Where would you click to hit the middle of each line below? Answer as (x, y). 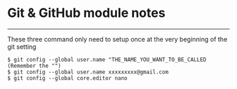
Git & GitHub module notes (86, 13)
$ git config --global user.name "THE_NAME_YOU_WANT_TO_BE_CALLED (107, 59)
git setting (22, 47)
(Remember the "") (34, 66)
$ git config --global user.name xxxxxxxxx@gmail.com (88, 72)
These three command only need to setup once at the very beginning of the (117, 39)
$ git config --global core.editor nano (68, 78)
